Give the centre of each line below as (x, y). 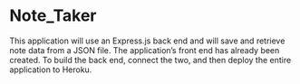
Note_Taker (53, 16)
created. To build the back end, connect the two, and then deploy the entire (150, 60)
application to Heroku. (51, 70)
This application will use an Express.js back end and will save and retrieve (147, 41)
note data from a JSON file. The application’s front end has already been (145, 50)
